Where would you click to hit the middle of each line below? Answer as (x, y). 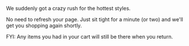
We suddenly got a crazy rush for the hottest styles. (69, 8)
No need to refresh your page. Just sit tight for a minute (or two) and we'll (95, 19)
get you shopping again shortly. (44, 26)
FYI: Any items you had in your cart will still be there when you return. (90, 37)
